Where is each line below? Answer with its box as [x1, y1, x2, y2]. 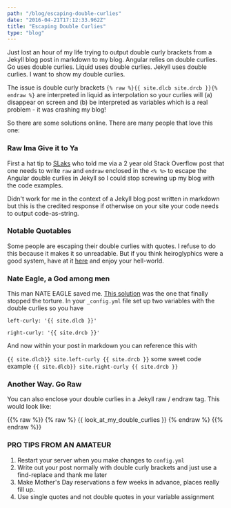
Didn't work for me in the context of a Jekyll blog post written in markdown [7, 194, 220, 203]
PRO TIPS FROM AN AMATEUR [7, 440, 112, 450]
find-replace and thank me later [17, 470, 108, 479]
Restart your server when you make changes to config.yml [17, 456, 185, 464]
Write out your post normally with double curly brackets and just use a [17, 463, 217, 471]
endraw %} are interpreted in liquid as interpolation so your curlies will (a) [7, 91, 212, 99]
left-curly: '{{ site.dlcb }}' [7, 318, 97, 325]
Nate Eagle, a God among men [7, 274, 110, 283]
